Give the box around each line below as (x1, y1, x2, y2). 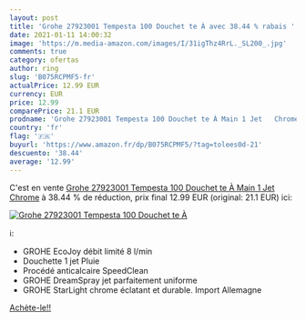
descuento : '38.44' (9, 148, 84, 157)
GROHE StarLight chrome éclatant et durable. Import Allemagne (22, 284, 262, 296)
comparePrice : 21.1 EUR (9, 106, 100, 115)
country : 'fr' (9, 124, 64, 133)
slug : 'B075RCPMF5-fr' (9, 73, 96, 82)
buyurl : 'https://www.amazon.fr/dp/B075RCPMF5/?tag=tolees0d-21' (9, 140, 262, 149)
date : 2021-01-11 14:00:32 (9, 30, 112, 39)
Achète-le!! (9, 302, 52, 313)
